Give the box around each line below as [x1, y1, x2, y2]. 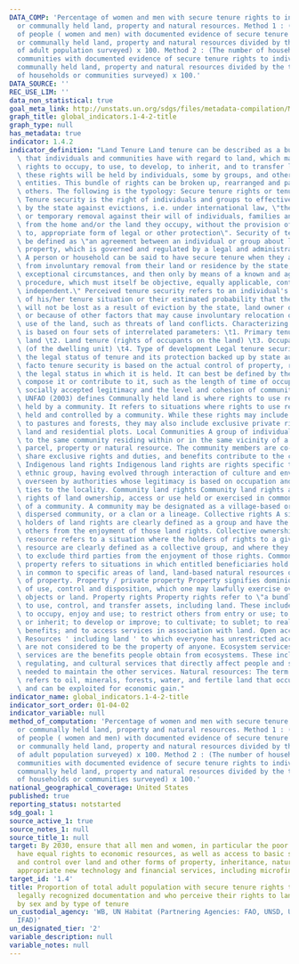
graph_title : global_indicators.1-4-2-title [9, 112, 177, 121]
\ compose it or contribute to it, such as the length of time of [17, 378, 269, 387]
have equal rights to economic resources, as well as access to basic [17, 850, 285, 859]
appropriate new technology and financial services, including [17, 866, 256, 875]
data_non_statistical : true [9, 95, 114, 105]
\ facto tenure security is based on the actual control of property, [17, 361, 285, 370]
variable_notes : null [9, 941, 90, 950]
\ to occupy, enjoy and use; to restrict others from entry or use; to [17, 609, 289, 618]
